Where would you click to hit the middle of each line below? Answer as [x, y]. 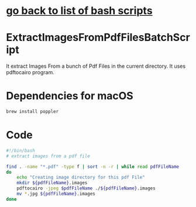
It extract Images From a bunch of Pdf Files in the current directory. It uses [96, 66]
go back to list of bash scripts [80, 11]
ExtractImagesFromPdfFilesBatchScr [98, 38]
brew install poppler [32, 112]
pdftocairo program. [30, 73]
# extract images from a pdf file [48, 156]
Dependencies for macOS [70, 96]
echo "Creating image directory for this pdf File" [81, 177]
